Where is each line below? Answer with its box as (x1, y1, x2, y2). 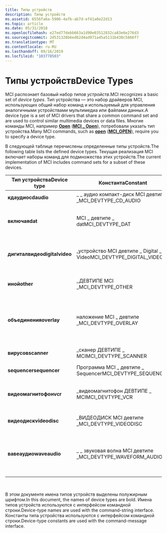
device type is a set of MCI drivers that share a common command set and (5, 112, 158, 118)
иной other (7, 281, 33, 288)
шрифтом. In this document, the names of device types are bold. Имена (5, 497, 152, 503)
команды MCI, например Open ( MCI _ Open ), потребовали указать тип (5, 123, 155, 129)
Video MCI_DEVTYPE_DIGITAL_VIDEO (76, 254, 164, 261)
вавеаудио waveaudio (7, 450, 61, 457)
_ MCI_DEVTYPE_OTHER (76, 284, 133, 291)
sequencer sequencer (7, 367, 60, 374)
